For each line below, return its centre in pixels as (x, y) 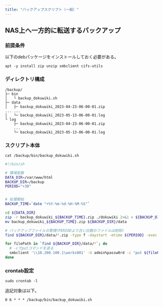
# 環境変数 (15, 173)
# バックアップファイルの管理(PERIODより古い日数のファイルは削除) (65, 230)
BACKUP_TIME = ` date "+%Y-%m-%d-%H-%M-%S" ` (48, 204)
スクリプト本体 (23, 145)
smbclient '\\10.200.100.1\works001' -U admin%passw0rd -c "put (76, 253)
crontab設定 (19, 271)
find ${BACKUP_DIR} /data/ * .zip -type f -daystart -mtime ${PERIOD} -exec (81, 235)
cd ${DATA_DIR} (20, 213)
